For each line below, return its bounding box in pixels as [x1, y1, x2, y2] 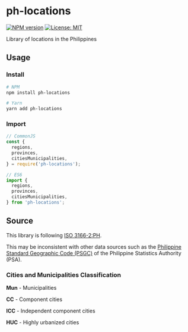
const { [6, 139, 26, 145]
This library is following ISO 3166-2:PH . [6, 231, 102, 239]
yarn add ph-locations [6, 106, 62, 112]
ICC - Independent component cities [6, 308, 96, 315]
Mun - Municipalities [6, 284, 57, 292]
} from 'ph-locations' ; [6, 199, 65, 206]
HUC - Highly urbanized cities [6, 319, 79, 326]
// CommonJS [6, 133, 36, 139]
